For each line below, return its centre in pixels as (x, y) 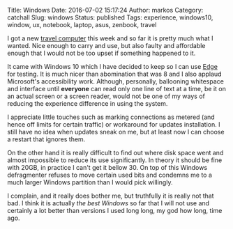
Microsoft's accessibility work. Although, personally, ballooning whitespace (116, 81)
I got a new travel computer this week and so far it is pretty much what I (110, 38)
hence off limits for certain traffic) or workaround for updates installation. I (114, 124)
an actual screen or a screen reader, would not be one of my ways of (106, 96)
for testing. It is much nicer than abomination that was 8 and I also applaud (114, 74)
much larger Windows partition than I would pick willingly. (90, 182)
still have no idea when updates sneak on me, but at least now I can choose (116, 132)
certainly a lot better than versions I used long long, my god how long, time (115, 211)
